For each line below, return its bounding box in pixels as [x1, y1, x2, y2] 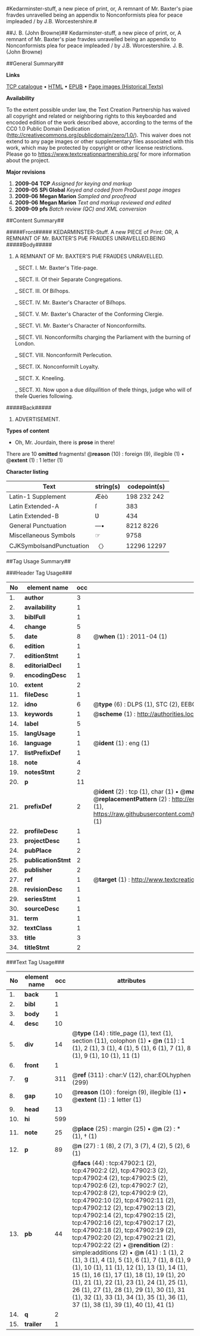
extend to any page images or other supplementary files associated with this [6, 138, 194, 145]
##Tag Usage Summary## [6, 558, 71, 564]
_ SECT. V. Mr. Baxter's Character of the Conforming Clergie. [14, 310, 164, 317]
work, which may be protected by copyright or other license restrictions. [6, 144, 183, 151]
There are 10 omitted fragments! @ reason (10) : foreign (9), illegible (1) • [6, 451, 185, 457]
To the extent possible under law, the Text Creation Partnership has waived [6, 106, 190, 113]
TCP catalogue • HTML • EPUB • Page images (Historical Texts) [6, 83, 164, 90]
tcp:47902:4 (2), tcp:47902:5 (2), [72, 1174, 168, 1182]
